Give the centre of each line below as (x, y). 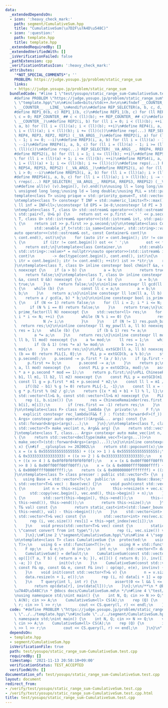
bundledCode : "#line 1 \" (37, 93)
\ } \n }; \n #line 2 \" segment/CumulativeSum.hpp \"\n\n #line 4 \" (85, 535)
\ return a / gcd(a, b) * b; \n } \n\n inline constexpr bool (79, 298)
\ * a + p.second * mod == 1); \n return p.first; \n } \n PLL (79, 372)
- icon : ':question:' (32, 33)
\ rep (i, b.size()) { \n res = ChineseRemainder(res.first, (89, 400)
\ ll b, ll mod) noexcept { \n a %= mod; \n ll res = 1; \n (81, 340)
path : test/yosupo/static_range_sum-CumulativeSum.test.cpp (73, 651)
